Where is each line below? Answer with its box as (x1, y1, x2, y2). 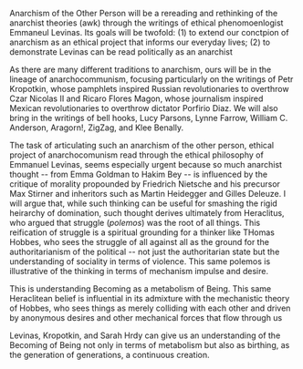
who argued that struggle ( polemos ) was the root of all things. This (9, 218, 261, 228)
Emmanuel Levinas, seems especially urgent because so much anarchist (9, 159, 283, 169)
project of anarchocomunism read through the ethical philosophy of (9, 149, 265, 160)
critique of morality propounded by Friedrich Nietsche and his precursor (9, 179, 281, 190)
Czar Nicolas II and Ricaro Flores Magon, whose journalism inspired (9, 93, 264, 104)
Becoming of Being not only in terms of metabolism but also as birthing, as (9, 340, 290, 350)
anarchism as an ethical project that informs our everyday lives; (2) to (9, 36, 271, 47)
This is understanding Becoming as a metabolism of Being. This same (9, 283, 272, 294)
